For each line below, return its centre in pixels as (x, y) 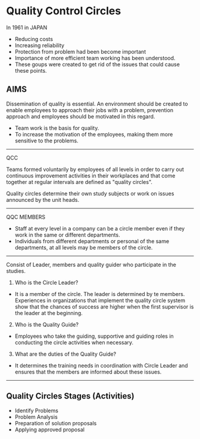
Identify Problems (36, 410)
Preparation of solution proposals (56, 423)
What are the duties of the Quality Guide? (65, 354)
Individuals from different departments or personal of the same (92, 241)
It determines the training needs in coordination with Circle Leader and (101, 365)
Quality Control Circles (64, 11)
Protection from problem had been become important (80, 51)
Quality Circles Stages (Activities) (71, 396)
